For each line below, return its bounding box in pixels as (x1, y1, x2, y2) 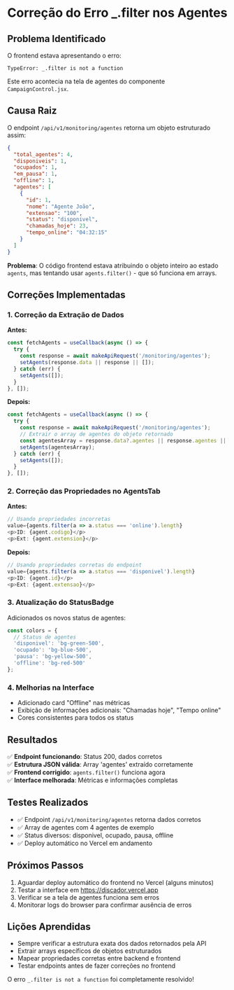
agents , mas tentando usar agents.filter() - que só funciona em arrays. (7, 268, 217, 277)
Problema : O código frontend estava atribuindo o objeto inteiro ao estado (7, 261, 219, 270)
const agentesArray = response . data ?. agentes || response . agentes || (20, 437, 227, 444)
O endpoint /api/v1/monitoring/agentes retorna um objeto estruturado (7, 123, 211, 132)
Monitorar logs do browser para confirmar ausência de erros (17, 900, 192, 909)
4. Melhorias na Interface (7, 683, 94, 692)
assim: (7, 131, 27, 139)
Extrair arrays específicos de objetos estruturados (17, 947, 162, 955)
